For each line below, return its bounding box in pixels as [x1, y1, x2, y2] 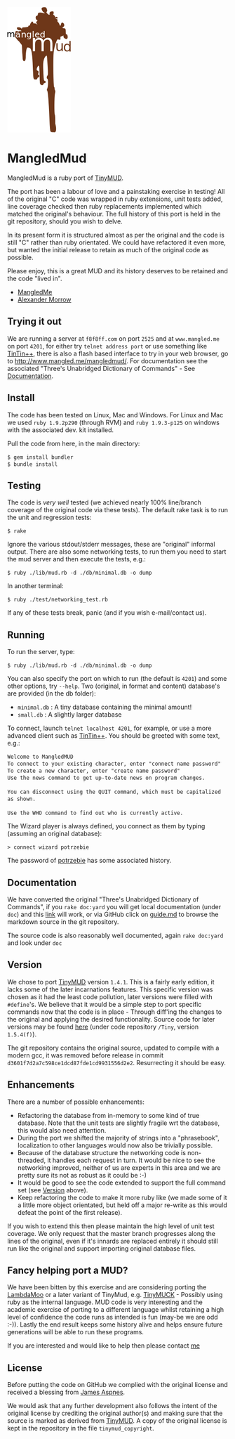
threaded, [17, 1156, 46, 1164]
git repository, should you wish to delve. [7, 217, 123, 226]
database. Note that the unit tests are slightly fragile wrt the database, [17, 1119, 220, 1127]
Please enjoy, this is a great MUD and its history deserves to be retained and [7, 266, 228, 275]
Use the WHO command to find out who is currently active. [7, 809, 184, 817]
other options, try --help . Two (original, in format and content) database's [7, 682, 220, 691]
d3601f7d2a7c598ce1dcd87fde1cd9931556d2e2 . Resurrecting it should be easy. [7, 1058, 227, 1067]
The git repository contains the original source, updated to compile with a [7, 1043, 220, 1052]
